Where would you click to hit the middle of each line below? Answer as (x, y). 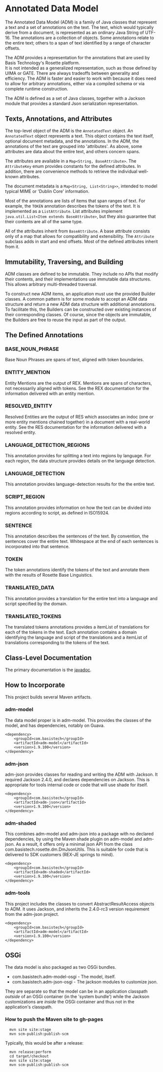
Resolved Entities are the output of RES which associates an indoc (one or (79, 417)
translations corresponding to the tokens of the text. (57, 642)
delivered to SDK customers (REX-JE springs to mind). (60, 855)
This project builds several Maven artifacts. (48, 697)
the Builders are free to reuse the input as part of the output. (66, 320)
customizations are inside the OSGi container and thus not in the (70, 1002)
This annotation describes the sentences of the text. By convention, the (77, 536)
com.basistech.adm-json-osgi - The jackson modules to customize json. (85, 981)
